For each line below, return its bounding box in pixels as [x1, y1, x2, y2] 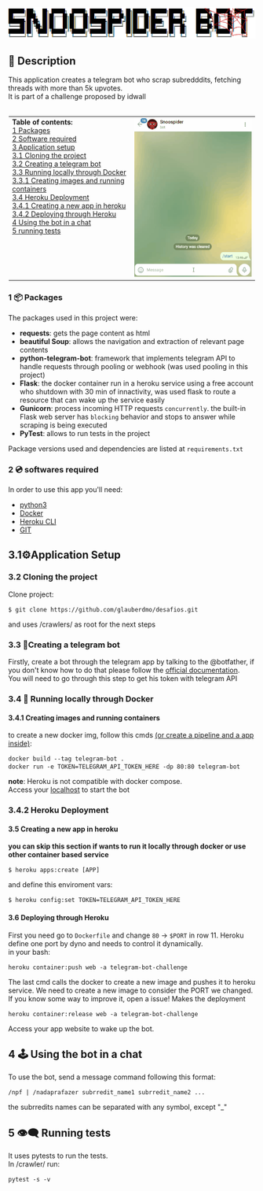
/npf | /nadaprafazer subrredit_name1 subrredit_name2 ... [8, 1089, 206, 1097]
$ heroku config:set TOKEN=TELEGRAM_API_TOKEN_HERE [8, 897, 181, 904]
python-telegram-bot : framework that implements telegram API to [19, 353, 236, 363]
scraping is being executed [19, 420, 108, 430]
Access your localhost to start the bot [8, 785, 130, 794]
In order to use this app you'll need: [8, 485, 123, 494]
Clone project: [8, 590, 54, 599]
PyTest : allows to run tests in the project [19, 428, 151, 438]
